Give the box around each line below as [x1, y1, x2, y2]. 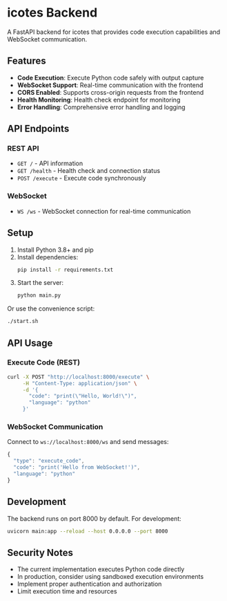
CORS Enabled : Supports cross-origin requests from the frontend [17, 88, 204, 96]
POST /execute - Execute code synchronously [17, 174, 146, 183]
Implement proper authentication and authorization [17, 580, 162, 589]
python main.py [17, 292, 61, 299]
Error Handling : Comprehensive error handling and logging [17, 102, 186, 111]
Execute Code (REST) [7, 358, 81, 367]
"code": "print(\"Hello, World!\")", [28, 393, 137, 400]
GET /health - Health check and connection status [17, 167, 161, 175]
